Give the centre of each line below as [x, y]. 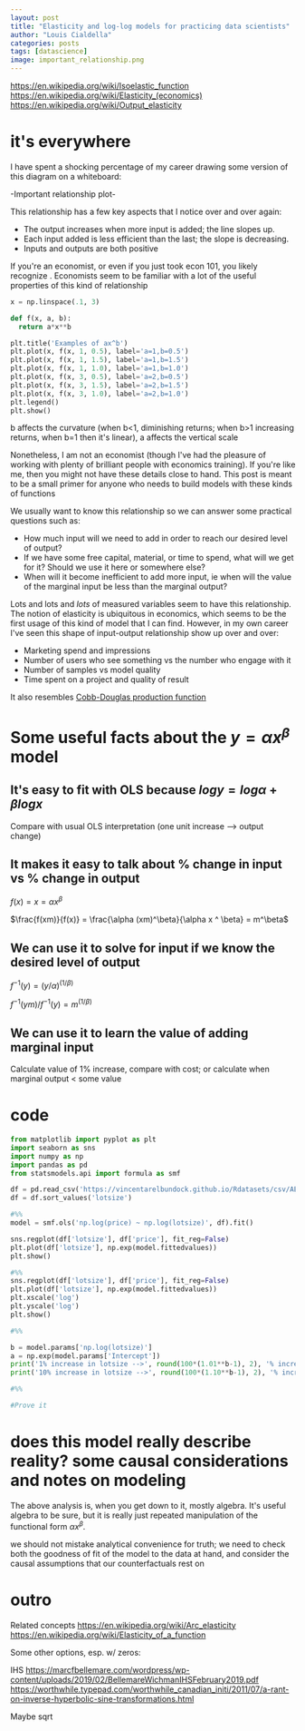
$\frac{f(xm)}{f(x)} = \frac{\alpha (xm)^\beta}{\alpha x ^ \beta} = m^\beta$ [149, 919]
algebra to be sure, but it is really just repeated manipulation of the [134, 1515]
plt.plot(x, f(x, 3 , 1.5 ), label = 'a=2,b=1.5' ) [100, 385]
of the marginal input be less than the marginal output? [125, 587]
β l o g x [27, 804]
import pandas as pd [49, 1165]
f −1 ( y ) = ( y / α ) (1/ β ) [42, 985]
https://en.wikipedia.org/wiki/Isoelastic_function [100, 86]
